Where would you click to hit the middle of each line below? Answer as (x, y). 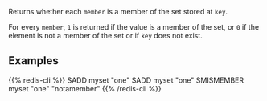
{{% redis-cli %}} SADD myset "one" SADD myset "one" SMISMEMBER (126, 80)
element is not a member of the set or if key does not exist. (105, 36)
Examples (33, 61)
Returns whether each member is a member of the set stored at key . (118, 12)
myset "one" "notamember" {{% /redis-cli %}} (85, 88)
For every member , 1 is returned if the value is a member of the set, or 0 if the (134, 27)
